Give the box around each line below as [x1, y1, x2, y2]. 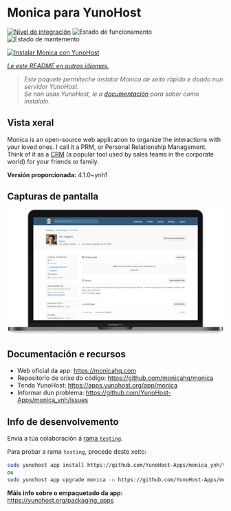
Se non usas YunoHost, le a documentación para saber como [23, 90, 199, 98]
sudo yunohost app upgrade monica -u [7, 476, 115, 483]
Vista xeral [7, 117, 54, 129]
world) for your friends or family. [7, 157, 100, 166]
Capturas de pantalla [7, 191, 98, 203]
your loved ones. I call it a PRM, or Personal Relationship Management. [7, 143, 208, 151]
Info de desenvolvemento [7, 416, 119, 428]
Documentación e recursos [7, 348, 126, 360]
